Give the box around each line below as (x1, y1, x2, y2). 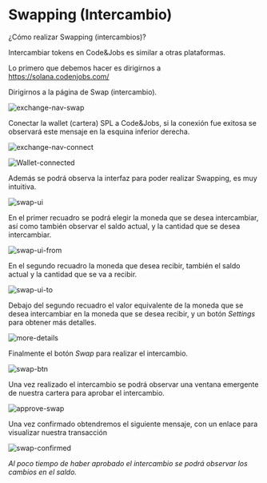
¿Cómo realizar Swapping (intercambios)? (8, 32, 146, 42)
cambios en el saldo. (8, 467, 78, 477)
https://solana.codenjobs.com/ (8, 71, 110, 81)
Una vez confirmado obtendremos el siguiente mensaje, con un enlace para (8, 419, 258, 429)
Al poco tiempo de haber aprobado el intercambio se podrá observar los (8, 458, 248, 468)
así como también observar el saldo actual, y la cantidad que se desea (8, 221, 241, 231)
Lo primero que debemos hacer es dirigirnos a (8, 62, 161, 73)
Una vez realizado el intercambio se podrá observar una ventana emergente (8, 379, 259, 389)
